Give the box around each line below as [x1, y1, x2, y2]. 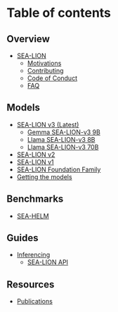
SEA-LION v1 [16, 157, 54, 166]
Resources [6, 278, 55, 290]
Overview [6, 33, 51, 45]
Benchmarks [6, 193, 64, 205]
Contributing [27, 67, 64, 74]
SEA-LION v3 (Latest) [16, 120, 79, 129]
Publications [16, 297, 53, 306]
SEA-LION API [27, 258, 68, 266]
